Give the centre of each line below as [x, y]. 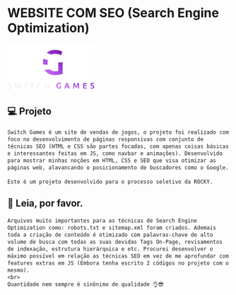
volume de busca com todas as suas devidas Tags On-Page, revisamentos [115, 242]
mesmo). [19, 270]
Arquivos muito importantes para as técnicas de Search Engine [102, 221]
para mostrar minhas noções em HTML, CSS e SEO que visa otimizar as [112, 161]
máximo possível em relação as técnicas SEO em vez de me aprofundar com [118, 256]
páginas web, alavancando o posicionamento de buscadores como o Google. [118, 168]
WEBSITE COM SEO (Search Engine [113, 13]
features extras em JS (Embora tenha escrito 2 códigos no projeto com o [118, 263]
